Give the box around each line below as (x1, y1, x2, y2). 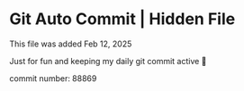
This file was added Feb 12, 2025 (9, 38, 132, 49)
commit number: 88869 (9, 72, 97, 84)
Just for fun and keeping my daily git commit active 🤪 (9, 55, 207, 66)
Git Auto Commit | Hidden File (9, 9, 236, 29)
